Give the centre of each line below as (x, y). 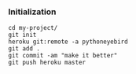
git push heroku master (47, 63)
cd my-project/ (33, 28)
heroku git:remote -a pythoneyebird (68, 42)
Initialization (32, 12)
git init (22, 35)
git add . (24, 49)
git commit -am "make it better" (63, 56)
